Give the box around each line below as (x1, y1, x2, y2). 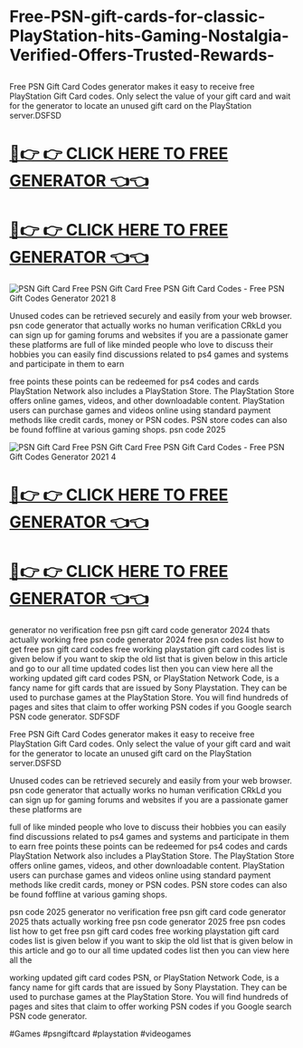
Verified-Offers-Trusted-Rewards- (9, 45, 275, 65)
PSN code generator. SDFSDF (9, 711, 120, 722)
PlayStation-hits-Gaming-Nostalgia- (9, 25, 289, 46)
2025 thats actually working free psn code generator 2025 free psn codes (9, 916, 287, 927)
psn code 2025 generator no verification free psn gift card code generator (9, 906, 287, 917)
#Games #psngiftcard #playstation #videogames (9, 1028, 192, 1039)
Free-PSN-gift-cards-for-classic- (9, 6, 266, 27)
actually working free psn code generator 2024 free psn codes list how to (9, 634, 285, 645)
